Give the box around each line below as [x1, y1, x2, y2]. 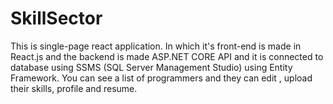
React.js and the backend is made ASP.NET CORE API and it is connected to [10, 50, 324, 62]
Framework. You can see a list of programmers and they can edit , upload [10, 72, 313, 84]
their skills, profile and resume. [10, 82, 138, 94]
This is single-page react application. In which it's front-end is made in [10, 40, 302, 52]
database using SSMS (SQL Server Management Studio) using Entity [10, 61, 293, 73]
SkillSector [10, 7, 103, 30]
